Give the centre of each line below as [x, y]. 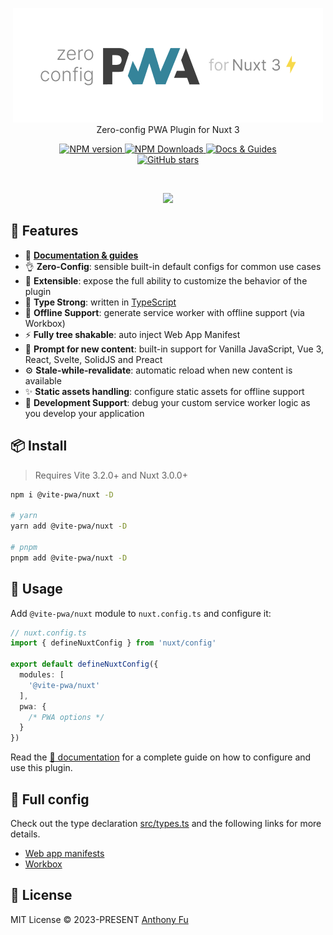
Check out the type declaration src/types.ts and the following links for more [166, 823]
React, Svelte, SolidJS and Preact [93, 359]
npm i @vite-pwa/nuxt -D [62, 494]
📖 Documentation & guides [81, 255]
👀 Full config [50, 799]
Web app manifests [64, 853]
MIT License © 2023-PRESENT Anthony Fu [99, 919]
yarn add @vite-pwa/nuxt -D [69, 526]
